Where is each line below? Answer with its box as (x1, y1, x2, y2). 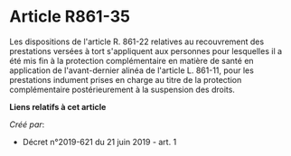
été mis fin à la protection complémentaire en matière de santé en (9, 55, 255, 66)
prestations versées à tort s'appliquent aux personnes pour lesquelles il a (9, 45, 283, 56)
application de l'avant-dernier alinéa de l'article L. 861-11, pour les (9, 65, 255, 76)
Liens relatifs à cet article (9, 101, 107, 112)
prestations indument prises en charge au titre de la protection (9, 74, 242, 85)
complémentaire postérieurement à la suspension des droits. (9, 84, 235, 95)
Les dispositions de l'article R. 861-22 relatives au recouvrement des (9, 36, 265, 47)
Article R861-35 (9, 6, 131, 27)
